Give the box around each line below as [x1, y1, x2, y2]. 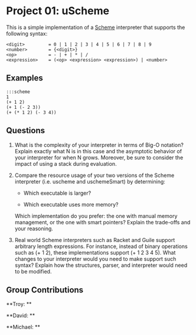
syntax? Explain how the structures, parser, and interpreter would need [14, 262, 188, 269]
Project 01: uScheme [6, 4, 110, 18]
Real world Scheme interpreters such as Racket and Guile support [14, 236, 175, 243]
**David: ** [6, 312, 35, 319]
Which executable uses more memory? [23, 201, 119, 208]
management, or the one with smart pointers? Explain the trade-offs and [14, 218, 191, 226]
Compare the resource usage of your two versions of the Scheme [14, 172, 175, 179]
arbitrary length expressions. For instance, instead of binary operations [14, 243, 188, 250]
